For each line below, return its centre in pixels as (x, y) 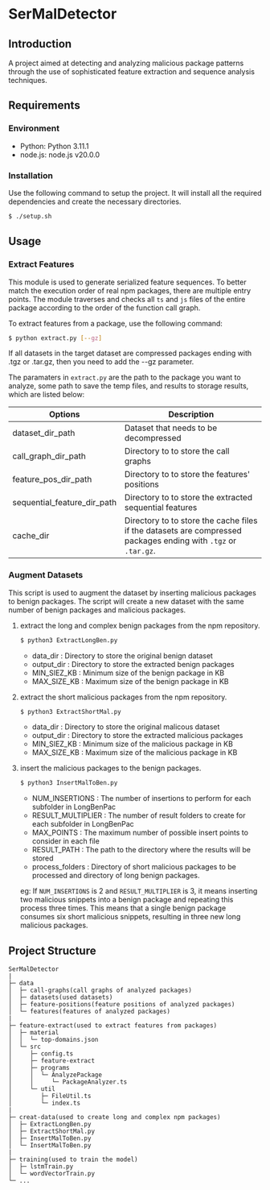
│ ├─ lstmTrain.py (41, 1167)
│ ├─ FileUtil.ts (50, 1097)
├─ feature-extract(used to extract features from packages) (113, 1026)
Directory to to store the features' (187, 475)
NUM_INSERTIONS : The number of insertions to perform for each (141, 798)
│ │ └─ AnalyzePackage (55, 1075)
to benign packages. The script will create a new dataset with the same (126, 601)
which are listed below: (47, 395)
